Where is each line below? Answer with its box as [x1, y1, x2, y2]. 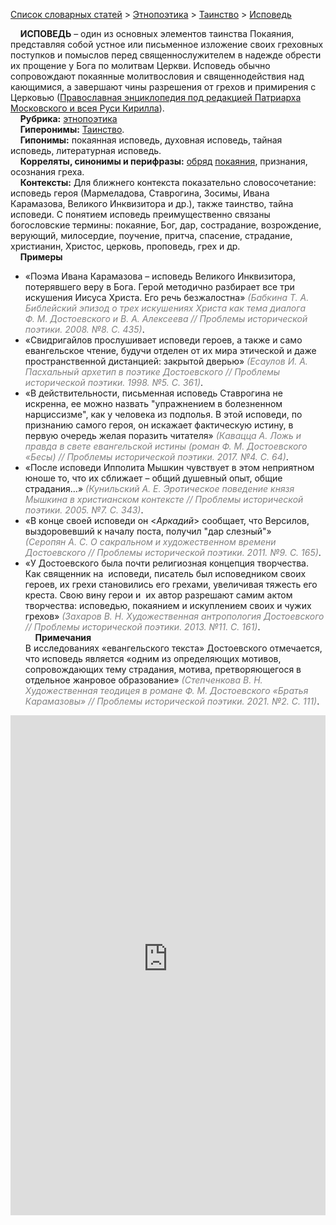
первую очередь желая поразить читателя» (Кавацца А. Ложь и [24, 430, 302, 441]
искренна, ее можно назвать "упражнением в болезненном [24, 398, 283, 409]
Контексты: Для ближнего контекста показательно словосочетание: [19, 177, 317, 188]
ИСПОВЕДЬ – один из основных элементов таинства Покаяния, [19, 28, 295, 39]
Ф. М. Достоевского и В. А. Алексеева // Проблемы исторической [24, 313, 308, 324]
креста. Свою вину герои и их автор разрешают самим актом [24, 589, 293, 601]
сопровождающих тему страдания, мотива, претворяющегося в [24, 664, 302, 675]
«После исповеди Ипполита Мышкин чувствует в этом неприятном [24, 462, 315, 473]
